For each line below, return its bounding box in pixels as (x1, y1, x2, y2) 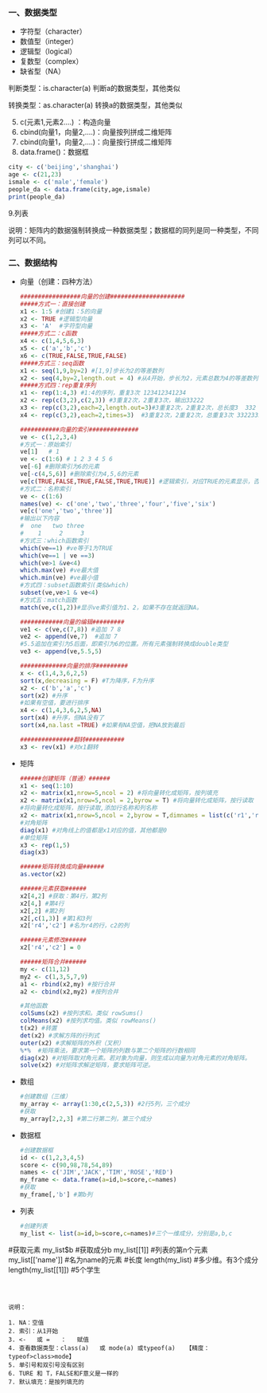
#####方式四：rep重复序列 (19, 381, 97, 390)
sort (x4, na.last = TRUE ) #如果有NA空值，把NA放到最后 (19, 722, 185, 730)
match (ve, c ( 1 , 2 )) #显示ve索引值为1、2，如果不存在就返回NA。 (19, 604, 203, 612)
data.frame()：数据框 (19, 148, 89, 157)
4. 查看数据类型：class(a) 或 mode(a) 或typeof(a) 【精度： (8, 1344, 211, 1352)
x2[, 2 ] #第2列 (19, 907, 65, 915)
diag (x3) (19, 848, 49, 856)
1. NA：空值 (8, 1318, 44, 1327)
